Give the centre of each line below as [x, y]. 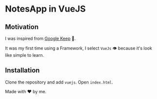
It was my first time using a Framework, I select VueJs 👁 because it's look [78, 48]
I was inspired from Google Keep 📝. [41, 38]
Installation [22, 71]
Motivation [22, 27]
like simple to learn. [25, 55]
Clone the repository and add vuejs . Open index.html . [59, 82]
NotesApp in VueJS [45, 9]
